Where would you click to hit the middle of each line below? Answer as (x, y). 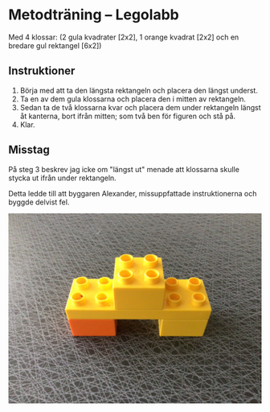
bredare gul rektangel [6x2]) (55, 45)
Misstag (29, 150)
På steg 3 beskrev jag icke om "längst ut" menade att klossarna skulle (124, 169)
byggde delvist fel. (39, 202)
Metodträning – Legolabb (94, 15)
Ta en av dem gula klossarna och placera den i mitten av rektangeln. (133, 99)
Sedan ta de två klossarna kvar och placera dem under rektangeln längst (140, 107)
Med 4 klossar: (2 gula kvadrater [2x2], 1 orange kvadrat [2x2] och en (124, 37)
